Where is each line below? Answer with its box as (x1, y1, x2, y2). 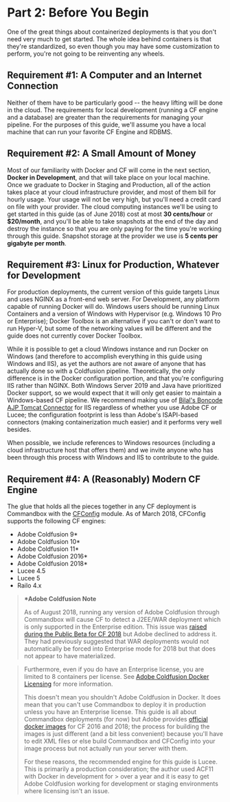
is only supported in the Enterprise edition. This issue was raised (23, 622, 207, 631)
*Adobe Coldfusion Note (23, 595, 97, 603)
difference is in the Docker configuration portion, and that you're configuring (7, 374, 224, 382)
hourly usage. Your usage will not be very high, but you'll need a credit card (7, 195, 222, 204)
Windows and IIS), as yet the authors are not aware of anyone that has (7, 360, 206, 368)
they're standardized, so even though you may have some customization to (7, 42, 220, 50)
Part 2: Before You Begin (7, 5, 149, 21)
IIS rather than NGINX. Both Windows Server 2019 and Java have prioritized (7, 382, 222, 390)
